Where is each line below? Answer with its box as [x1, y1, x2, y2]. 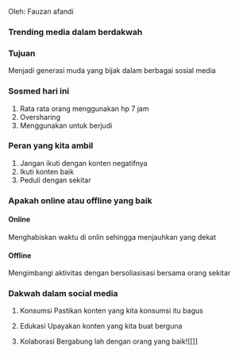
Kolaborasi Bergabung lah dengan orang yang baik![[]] [19, 337, 199, 346]
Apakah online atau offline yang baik [8, 194, 152, 206]
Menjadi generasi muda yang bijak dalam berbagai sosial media [8, 66, 216, 75]
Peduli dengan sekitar [19, 175, 91, 185]
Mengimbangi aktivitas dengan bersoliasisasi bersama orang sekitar [8, 268, 231, 278]
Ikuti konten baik [19, 167, 74, 176]
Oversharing [19, 112, 61, 121]
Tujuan [8, 48, 36, 59]
